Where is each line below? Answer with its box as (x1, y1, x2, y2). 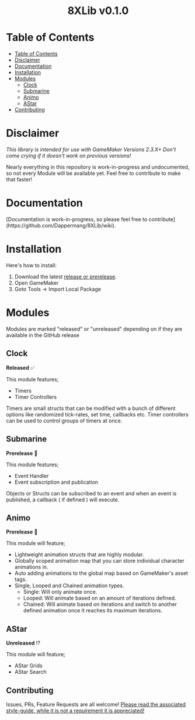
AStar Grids (14, 662, 43, 669)
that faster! (6, 176, 33, 183)
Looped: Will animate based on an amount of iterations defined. (23, 595, 176, 602)
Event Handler (14, 472, 49, 479)
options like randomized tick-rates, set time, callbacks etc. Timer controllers (6, 411, 189, 418)
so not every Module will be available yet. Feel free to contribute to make (6, 170, 181, 177)
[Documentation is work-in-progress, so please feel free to (6, 216, 148, 223)
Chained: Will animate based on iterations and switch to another (23, 601, 177, 608)
